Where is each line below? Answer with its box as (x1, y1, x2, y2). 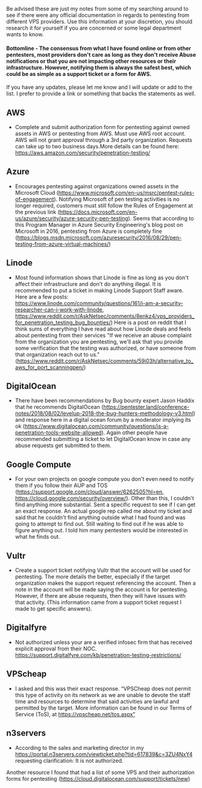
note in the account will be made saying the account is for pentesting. (14, 586, 189, 593)
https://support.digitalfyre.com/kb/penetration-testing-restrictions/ (14, 651, 182, 658)
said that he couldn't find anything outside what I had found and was (14, 514, 186, 521)
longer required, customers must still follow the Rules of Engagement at (14, 202, 193, 209)
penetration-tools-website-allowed (14, 429, 102, 436)
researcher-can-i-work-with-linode (14, 306, 103, 313)
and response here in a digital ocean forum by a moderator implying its (14, 416, 191, 424)
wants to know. (6, 31, 44, 38)
